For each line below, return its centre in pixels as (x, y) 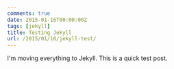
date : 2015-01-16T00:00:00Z (47, 20)
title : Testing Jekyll (39, 32)
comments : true (29, 13)
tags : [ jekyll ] (29, 26)
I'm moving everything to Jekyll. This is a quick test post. (87, 58)
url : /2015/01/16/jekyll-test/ (52, 39)
